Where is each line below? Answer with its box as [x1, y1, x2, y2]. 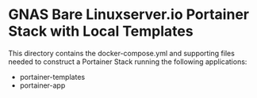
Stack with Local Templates [8, 22, 194, 40]
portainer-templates [19, 72, 86, 81]
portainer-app [19, 81, 66, 90]
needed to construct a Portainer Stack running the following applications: [8, 57, 247, 66]
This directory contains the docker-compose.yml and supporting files [8, 48, 236, 58]
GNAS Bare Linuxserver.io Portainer [8, 6, 250, 24]
